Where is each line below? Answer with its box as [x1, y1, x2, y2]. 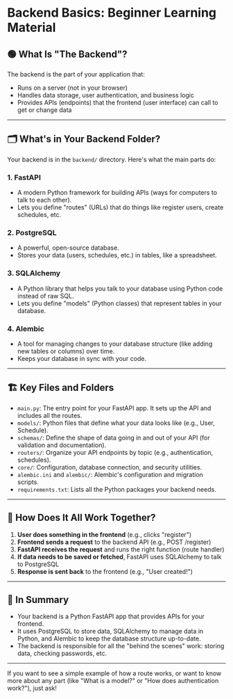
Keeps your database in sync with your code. [17, 355, 147, 362]
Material [7, 19, 56, 35]
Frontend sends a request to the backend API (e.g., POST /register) [17, 538, 212, 546]
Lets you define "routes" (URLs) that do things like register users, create [17, 203, 224, 211]
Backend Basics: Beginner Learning [7, 5, 217, 21]
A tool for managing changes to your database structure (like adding [17, 339, 213, 348]
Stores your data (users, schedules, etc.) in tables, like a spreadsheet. [17, 251, 217, 259]
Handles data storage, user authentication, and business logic [17, 91, 194, 99]
